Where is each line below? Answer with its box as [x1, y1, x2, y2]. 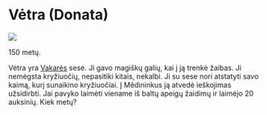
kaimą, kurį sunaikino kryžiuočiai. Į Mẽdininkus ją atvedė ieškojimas [8, 80, 232, 89]
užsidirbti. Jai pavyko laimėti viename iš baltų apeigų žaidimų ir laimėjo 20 [8, 88, 254, 98]
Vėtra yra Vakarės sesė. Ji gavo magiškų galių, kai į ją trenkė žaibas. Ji [8, 63, 242, 72]
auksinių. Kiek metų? [8, 97, 77, 106]
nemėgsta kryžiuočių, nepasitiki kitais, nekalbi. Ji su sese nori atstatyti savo [8, 71, 259, 81]
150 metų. [8, 47, 42, 57]
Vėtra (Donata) [8, 6, 109, 24]
